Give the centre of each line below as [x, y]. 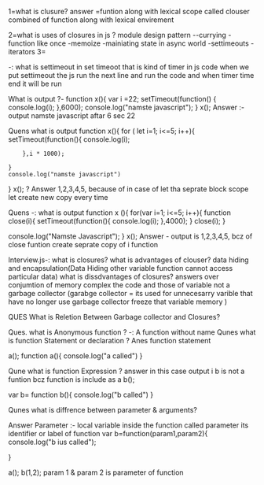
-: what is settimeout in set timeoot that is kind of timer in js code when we [129, 67]
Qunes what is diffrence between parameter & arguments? [103, 410]
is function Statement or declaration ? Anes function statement [110, 341]
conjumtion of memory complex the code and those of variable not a [119, 285]
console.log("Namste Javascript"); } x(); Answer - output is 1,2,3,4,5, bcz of [130, 236]
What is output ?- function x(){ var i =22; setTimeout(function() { [112, 99]
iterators [22, 52]
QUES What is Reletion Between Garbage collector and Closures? [114, 317]
